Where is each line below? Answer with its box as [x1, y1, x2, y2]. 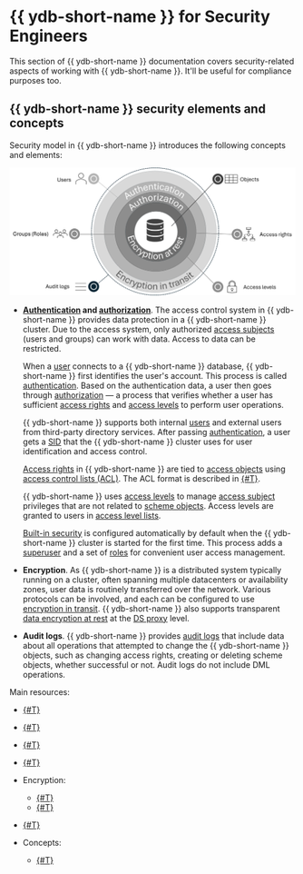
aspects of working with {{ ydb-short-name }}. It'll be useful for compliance [9, 65, 292, 76]
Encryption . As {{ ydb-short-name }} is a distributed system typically [22, 564, 282, 575]
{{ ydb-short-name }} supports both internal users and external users [22, 416, 282, 428]
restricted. [22, 343, 62, 353]
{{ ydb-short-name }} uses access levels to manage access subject [22, 491, 276, 502]
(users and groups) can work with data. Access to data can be [22, 333, 256, 344]
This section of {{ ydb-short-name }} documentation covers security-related [9, 55, 295, 66]
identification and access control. [22, 445, 148, 456]
